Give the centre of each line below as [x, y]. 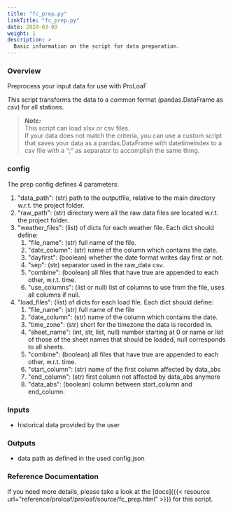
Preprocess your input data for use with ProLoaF [77, 86]
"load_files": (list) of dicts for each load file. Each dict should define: [115, 302]
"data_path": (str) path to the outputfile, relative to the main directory [116, 198]
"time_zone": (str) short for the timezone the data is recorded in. [120, 324]
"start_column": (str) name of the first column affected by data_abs [124, 369]
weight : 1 [22, 33]
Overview [24, 71]
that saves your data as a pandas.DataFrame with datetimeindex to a [123, 143]
